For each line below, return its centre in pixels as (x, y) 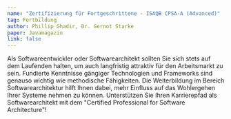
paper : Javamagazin (35, 33)
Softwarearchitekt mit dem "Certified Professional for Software (96, 102)
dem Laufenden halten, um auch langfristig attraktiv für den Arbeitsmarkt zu (115, 66)
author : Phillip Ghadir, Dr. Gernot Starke (71, 26)
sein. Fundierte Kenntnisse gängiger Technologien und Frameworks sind (110, 74)
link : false (24, 39)
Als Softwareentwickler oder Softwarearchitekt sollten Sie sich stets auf (109, 58)
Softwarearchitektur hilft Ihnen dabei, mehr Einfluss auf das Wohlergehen (111, 88)
